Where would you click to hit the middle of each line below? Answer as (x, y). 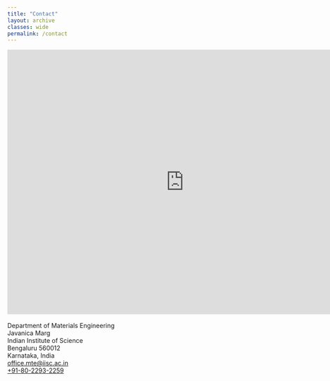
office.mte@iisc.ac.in (38, 363)
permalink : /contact (38, 34)
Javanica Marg (29, 333)
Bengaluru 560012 (34, 348)
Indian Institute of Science (45, 341)
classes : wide (28, 27)
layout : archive (31, 20)
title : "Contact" (33, 14)
